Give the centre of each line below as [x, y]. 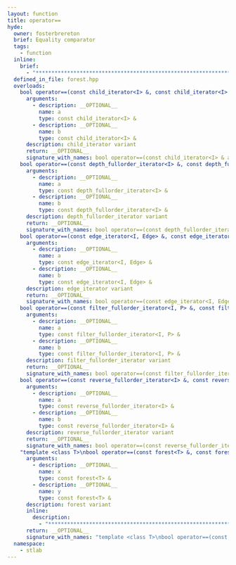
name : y [50, 491]
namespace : [29, 544]
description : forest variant [68, 504]
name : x [50, 472]
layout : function [33, 14]
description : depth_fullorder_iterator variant [97, 217]
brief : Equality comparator [55, 40]
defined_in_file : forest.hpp [56, 79]
